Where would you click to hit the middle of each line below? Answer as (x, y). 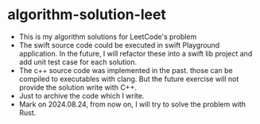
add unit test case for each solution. (78, 62)
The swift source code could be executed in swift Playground (119, 45)
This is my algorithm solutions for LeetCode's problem (108, 37)
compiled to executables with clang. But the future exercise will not (129, 79)
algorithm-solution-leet (87, 15)
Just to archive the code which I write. (81, 95)
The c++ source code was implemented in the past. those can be (126, 70)
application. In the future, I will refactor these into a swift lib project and (136, 53)
